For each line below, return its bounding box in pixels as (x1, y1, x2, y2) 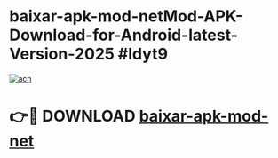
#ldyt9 (117, 44, 169, 64)
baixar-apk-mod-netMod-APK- (9, 6, 243, 27)
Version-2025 (9, 44, 115, 64)
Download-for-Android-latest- (9, 25, 238, 45)
